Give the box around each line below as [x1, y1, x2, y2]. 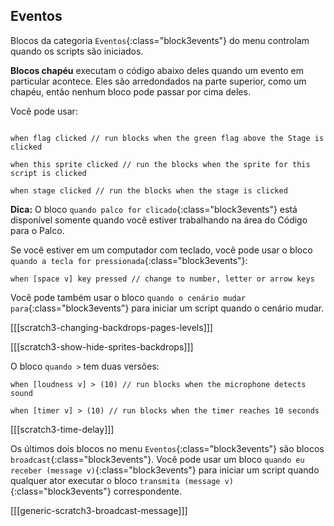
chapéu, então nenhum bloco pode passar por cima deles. [10, 85, 251, 98]
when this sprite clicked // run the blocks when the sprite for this [10, 159, 311, 169]
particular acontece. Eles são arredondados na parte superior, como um [10, 75, 307, 87]
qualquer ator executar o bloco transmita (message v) [10, 474, 234, 486]
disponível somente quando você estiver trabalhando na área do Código [10, 214, 308, 226]
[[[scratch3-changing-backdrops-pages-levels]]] [10, 321, 213, 333]
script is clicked [10, 168, 87, 178]
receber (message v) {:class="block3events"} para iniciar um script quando [10, 464, 320, 476]
